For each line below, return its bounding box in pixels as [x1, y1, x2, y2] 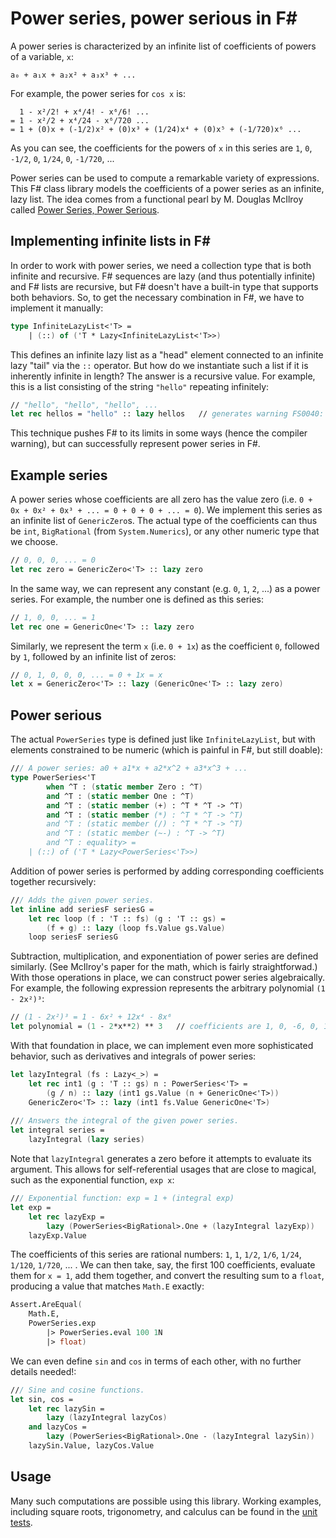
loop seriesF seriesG [28, 932, 118, 942]
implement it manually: [10, 302, 104, 314]
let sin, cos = [10, 1394, 74, 1404]
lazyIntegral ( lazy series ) [28, 1135, 145, 1145]
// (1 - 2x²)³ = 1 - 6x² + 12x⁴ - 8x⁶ [10, 1012, 172, 1022]
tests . [10, 1516, 33, 1528]
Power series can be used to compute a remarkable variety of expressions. [10, 172, 320, 184]
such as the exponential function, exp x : [10, 1174, 175, 1186]
